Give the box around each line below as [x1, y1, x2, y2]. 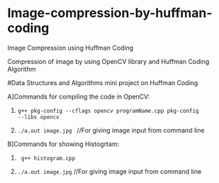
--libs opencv [17, 113, 60, 121]
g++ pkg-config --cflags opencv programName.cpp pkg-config [17, 107, 199, 114]
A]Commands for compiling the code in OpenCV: [7, 92, 150, 101]
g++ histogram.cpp [21, 155, 76, 162]
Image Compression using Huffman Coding [7, 43, 134, 52]
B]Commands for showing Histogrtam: [7, 140, 120, 148]
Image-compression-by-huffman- [7, 5, 213, 21]
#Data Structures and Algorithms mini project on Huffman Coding [7, 78, 198, 87]
